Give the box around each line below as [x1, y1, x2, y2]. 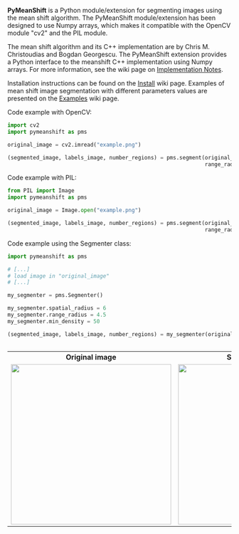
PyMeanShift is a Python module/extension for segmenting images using [7, 6, 223, 14]
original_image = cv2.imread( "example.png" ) [7, 141, 142, 148]
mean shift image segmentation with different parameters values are [7, 87, 208, 95]
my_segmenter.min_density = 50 [7, 318, 100, 325]
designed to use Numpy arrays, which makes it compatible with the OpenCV [7, 21, 231, 29]
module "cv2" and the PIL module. [7, 28, 108, 37]
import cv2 [7, 122, 40, 129]
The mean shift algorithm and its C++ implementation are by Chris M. [7, 43, 210, 51]
